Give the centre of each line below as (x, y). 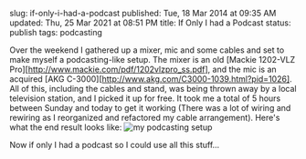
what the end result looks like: (66, 127)
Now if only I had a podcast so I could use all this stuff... (115, 145)
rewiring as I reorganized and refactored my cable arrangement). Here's (145, 118)
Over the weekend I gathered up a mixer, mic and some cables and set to (147, 50)
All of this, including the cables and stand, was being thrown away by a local (153, 89)
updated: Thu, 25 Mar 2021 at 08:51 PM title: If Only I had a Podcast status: (150, 23)
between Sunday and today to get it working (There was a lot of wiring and (150, 108)
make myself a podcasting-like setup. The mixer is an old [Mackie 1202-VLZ (153, 60)
